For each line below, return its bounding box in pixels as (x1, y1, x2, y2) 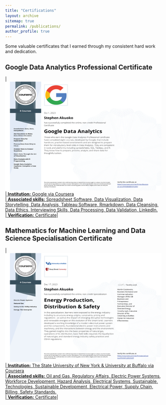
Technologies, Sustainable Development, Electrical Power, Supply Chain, (5, 383, 154, 390)
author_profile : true (5, 29, 50, 34)
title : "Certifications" (5, 8, 56, 13)
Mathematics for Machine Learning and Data (5, 227, 146, 235)
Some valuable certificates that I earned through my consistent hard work (5, 43, 156, 49)
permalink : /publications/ (5, 24, 61, 29)
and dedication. (5, 49, 37, 55)
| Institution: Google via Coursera (5, 191, 74, 197)
